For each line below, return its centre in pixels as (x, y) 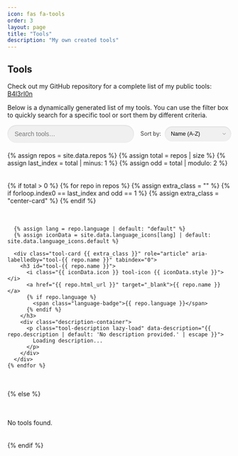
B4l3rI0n (20, 94)
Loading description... (68, 341)
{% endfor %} (27, 365)
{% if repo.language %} (61, 297)
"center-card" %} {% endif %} (52, 200)
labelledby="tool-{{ (38, 260)
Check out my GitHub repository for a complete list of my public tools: (109, 86)
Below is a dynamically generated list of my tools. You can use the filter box (118, 107)
